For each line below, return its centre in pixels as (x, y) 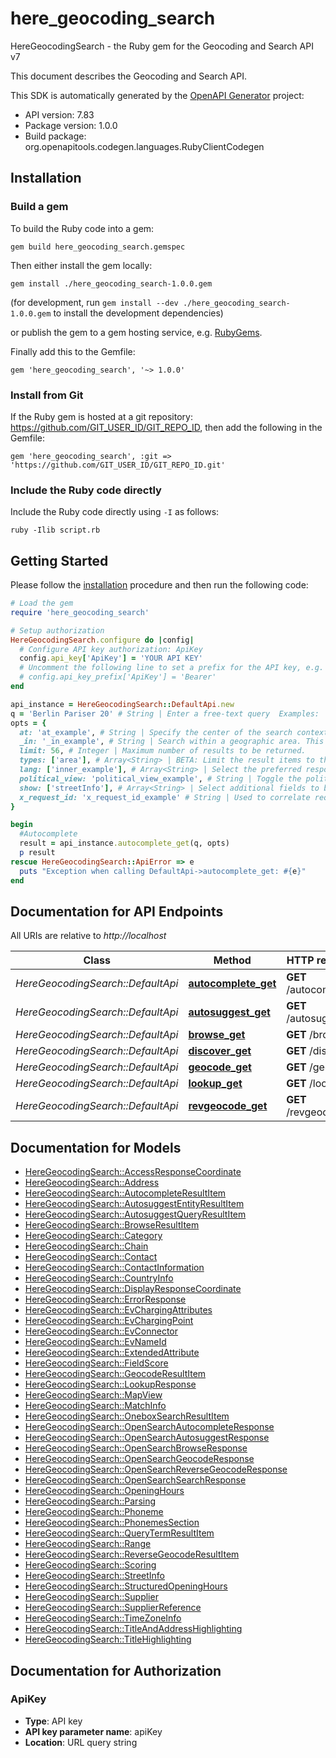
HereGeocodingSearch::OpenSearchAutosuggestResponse (147, 1438)
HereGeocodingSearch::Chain (86, 1246)
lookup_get (215, 1084)
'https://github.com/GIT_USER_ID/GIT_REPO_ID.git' (118, 465)
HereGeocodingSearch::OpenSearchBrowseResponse (136, 1448)
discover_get (220, 1051)
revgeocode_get (228, 1106)
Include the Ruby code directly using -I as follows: (115, 512)
